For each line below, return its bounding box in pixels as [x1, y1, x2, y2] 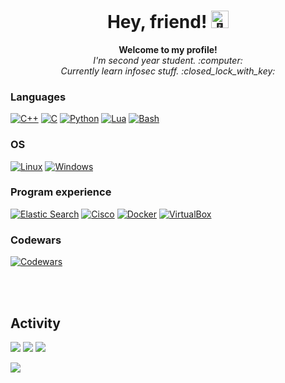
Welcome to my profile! [118, 43, 218, 55]
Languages [10, 90, 67, 104]
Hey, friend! [106, 11, 208, 34]
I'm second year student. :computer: [93, 54, 243, 66]
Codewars [10, 233, 62, 247]
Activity [10, 315, 62, 332]
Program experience [10, 185, 112, 199]
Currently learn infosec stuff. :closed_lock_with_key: [60, 65, 276, 77]
